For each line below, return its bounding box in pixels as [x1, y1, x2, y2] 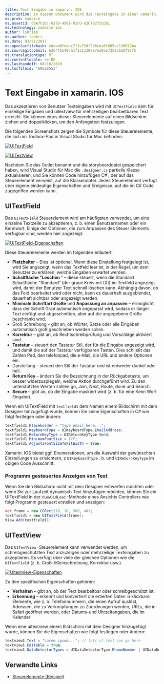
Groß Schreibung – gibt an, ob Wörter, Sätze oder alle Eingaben [12, 321, 140, 327]
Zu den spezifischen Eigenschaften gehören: [5, 579, 95, 584]
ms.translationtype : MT [5, 52, 54, 58]
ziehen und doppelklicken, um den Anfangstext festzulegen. [5, 119, 126, 124]
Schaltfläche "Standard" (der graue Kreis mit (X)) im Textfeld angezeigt [12, 279, 155, 286]
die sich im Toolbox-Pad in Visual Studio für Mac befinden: [5, 133, 123, 139]
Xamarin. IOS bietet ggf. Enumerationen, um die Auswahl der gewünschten [5, 450, 155, 456]
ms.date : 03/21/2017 [5, 39, 47, 44]
